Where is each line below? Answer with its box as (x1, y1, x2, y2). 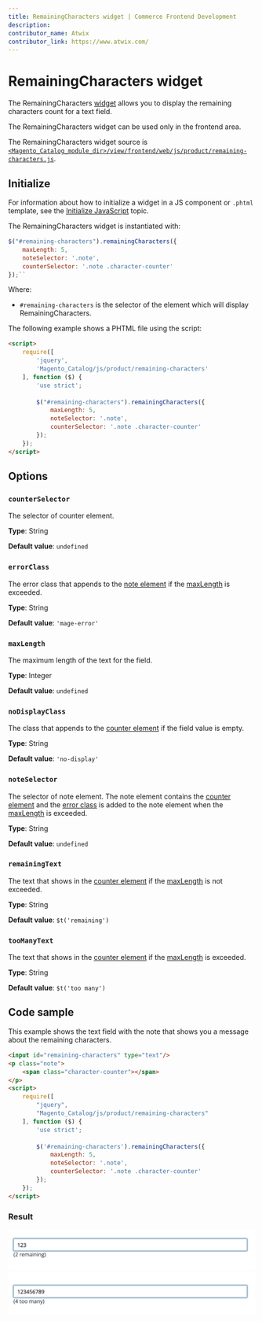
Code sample (8, 1006, 75, 1019)
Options (8, 470, 49, 483)
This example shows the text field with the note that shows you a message (8, 1027, 249, 1036)
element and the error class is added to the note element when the (8, 799, 224, 810)
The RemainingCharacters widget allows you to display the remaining (8, 98, 232, 108)
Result (8, 1211, 34, 1222)
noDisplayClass (8, 707, 67, 716)
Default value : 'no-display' (8, 754, 100, 763)
